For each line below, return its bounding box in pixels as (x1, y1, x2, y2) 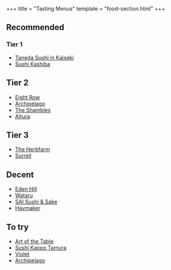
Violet (14, 250, 30, 257)
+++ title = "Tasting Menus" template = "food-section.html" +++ (6, 5, 166, 12)
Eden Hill (14, 186, 37, 193)
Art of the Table (14, 238, 54, 245)
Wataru (14, 192, 33, 199)
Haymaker (14, 205, 41, 212)
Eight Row (14, 93, 40, 101)
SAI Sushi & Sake (14, 198, 58, 205)
